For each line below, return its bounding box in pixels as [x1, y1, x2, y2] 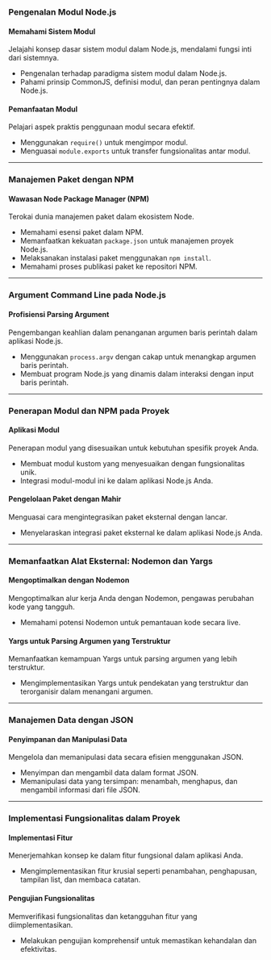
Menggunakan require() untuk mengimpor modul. [19, 138, 188, 148]
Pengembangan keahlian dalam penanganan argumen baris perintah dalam [8, 328, 258, 337]
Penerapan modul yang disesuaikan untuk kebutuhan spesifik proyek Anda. [8, 443, 260, 453]
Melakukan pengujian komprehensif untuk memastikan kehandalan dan [19, 935, 256, 945]
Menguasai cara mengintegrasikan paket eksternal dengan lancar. [8, 511, 228, 522]
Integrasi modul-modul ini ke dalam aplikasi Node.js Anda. [19, 475, 214, 486]
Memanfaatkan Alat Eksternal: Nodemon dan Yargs [8, 555, 214, 566]
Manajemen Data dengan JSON [8, 715, 134, 726]
